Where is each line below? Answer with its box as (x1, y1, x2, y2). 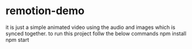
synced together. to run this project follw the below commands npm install (5, 30, 187, 37)
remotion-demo (5, 4, 85, 18)
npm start (5, 36, 30, 43)
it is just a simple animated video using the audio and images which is (5, 24, 175, 31)
